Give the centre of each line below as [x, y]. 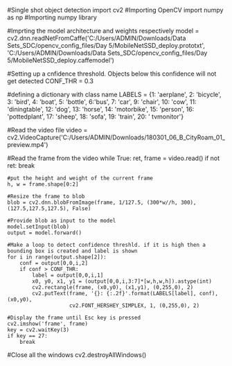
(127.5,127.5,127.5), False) [49, 209]
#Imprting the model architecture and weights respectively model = [103, 31]
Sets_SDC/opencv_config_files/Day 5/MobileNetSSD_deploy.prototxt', [106, 45]
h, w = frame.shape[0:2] [43, 184]
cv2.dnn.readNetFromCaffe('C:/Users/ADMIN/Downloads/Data [97, 38]
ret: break [21, 165]
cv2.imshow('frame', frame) [48, 324]
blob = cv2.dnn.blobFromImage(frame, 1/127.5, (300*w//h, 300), [102, 202]
